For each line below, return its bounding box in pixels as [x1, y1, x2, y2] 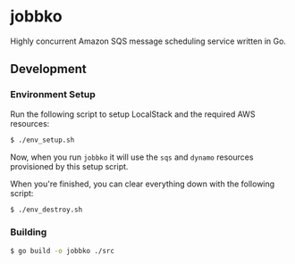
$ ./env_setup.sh [10, 136, 75, 144]
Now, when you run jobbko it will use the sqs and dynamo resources [10, 152, 254, 162]
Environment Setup [10, 88, 97, 101]
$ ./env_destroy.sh [10, 205, 83, 214]
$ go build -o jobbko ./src [10, 246, 115, 255]
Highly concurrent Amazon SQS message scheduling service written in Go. [10, 36, 287, 46]
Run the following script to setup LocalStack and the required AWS [10, 109, 256, 120]
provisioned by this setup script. [10, 161, 129, 171]
